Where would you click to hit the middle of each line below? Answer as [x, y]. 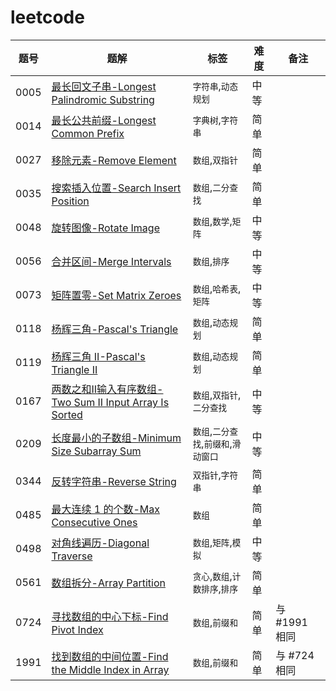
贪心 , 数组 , [212, 576]
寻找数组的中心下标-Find [110, 616]
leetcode [47, 17]
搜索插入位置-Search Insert [116, 188]
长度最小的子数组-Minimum [116, 438]
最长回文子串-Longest [104, 86]
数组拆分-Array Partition [108, 583]
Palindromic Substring [103, 99]
